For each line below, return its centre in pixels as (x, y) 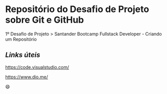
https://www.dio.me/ (27, 77)
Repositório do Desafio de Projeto (77, 9)
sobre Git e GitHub (45, 20)
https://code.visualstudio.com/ (37, 67)
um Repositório (21, 39)
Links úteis (23, 55)
